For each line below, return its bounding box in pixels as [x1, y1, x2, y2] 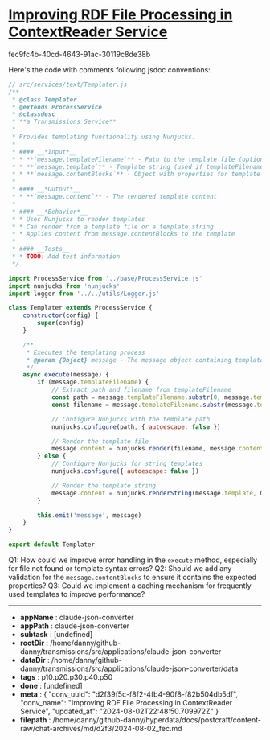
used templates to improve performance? [8, 590, 145, 599]
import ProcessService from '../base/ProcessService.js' [8, 274, 203, 282]
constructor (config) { [22, 311, 99, 319]
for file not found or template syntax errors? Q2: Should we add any [8, 564, 232, 573]
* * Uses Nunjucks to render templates [11, 215, 146, 223]
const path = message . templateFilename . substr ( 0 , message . [51, 393, 253, 401]
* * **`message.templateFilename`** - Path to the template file [11, 155, 235, 163]
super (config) [37, 319, 84, 327]
